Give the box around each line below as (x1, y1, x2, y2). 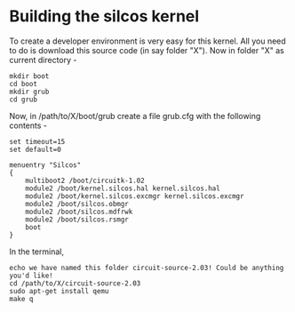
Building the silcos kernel (9, 6, 200, 27)
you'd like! (9, 271, 53, 280)
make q (9, 294, 34, 303)
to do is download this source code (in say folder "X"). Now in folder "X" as (9, 44, 284, 55)
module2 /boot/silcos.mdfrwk (25, 207, 133, 216)
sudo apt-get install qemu (9, 286, 109, 295)
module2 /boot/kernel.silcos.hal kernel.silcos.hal (25, 184, 220, 193)
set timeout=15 (9, 137, 66, 146)
